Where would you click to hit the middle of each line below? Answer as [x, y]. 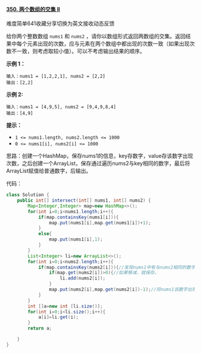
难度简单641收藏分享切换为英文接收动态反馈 [60, 23]
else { [45, 234]
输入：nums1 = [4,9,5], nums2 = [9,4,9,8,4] [61, 107]
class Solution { [28, 195]
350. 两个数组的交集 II [33, 9]
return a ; [40, 328]
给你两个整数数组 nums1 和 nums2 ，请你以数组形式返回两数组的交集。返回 [96, 36]
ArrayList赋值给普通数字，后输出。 [49, 171]
